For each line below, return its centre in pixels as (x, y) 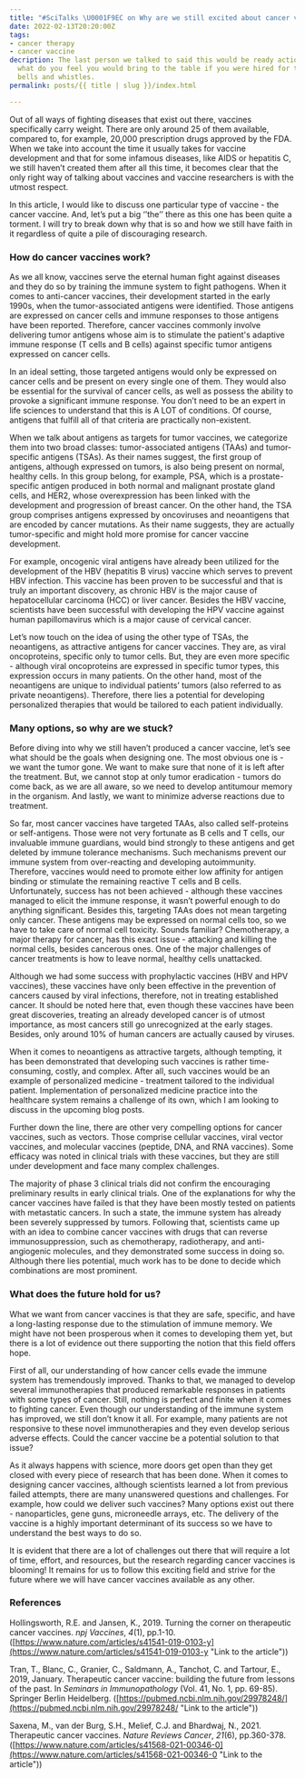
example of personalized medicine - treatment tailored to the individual (142, 1081)
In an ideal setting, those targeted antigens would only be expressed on (143, 371)
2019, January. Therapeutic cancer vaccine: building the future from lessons (152, 1679)
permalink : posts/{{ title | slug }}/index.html (103, 85)
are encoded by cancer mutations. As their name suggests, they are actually (152, 524)
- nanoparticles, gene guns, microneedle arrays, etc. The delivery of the (144, 1513)
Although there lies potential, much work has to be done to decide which (145, 1261)
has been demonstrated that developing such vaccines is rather (128, 1062)
